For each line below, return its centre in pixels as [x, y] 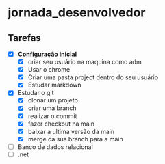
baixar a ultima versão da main [71, 131]
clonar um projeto [53, 100]
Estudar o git [36, 93]
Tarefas [25, 38]
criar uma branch [52, 108]
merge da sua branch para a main [75, 139]
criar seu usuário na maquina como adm [85, 62]
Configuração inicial [47, 54]
